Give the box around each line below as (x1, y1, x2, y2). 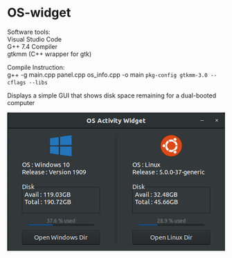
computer (7, 98, 35, 107)
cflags (7, 79, 26, 86)
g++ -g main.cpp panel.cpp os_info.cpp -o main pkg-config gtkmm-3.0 (7, 71, 208, 79)
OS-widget (7, 5, 71, 21)
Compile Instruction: (7, 63, 65, 71)
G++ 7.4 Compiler (7, 42, 57, 50)
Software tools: (7, 28, 51, 36)
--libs (28, 79, 48, 86)
